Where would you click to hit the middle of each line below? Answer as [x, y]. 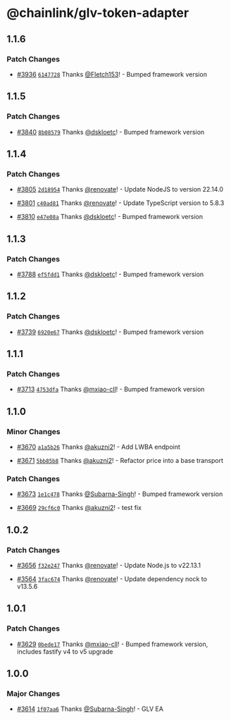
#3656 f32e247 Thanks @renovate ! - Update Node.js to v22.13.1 [109, 565]
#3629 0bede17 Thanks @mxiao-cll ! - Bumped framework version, [112, 644]
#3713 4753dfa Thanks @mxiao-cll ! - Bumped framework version [111, 390]
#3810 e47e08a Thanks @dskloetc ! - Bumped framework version [110, 217]
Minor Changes [33, 431]
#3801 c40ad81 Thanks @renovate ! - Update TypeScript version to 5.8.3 [120, 203]
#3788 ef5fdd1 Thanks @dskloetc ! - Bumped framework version [110, 274]
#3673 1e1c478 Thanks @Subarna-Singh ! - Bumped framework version [120, 494]
